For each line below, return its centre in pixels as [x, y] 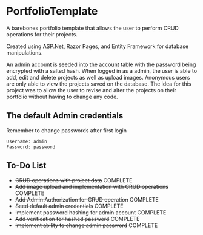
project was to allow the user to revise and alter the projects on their [92, 90]
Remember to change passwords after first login [67, 130]
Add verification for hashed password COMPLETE [77, 219]
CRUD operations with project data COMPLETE [74, 180]
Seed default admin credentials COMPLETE [69, 206]
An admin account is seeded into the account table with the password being [101, 64]
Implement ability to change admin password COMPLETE [86, 225]
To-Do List [26, 165]
